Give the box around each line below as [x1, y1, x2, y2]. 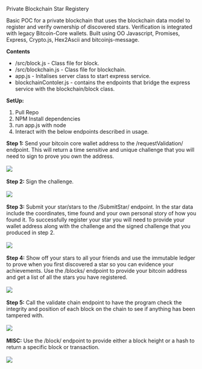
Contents [6, 48, 30, 55]
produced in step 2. [6, 229, 55, 236]
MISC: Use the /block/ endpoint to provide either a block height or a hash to [6, 337, 195, 344]
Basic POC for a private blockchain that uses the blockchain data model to [6, 17, 191, 24]
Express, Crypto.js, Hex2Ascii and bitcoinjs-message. [6, 36, 140, 43]
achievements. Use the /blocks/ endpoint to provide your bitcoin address [6, 267, 188, 274]
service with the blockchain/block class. [14, 85, 115, 93]
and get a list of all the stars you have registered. [6, 273, 128, 281]
